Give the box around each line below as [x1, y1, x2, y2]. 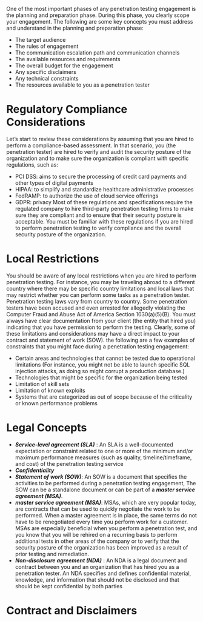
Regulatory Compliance [6, 102, 128, 116]
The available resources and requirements [15, 56, 121, 62]
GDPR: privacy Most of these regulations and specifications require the [15, 198, 193, 205]
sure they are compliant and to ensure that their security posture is [15, 211, 182, 219]
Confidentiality [15, 467, 55, 474]
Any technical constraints [15, 75, 79, 82]
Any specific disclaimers [15, 68, 77, 75]
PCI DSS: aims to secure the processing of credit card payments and [15, 173, 187, 180]
